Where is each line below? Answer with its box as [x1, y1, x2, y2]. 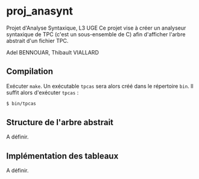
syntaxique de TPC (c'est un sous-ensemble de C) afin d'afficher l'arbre [6, 30, 186, 37]
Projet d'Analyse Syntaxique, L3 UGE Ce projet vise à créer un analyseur [6, 24, 186, 31]
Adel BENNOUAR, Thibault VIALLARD [6, 48, 99, 56]
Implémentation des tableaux [6, 151, 119, 161]
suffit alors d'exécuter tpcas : [6, 89, 79, 96]
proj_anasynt [6, 4, 74, 18]
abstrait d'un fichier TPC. [6, 37, 69, 44]
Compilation [6, 67, 53, 77]
